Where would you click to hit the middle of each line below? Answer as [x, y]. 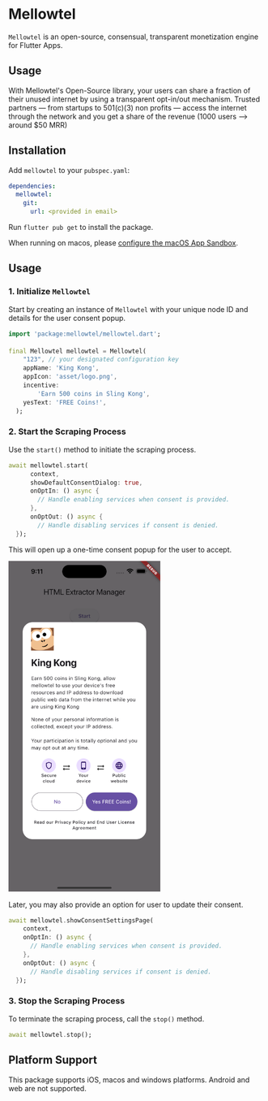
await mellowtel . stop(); [50, 1034]
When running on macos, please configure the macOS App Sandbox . [123, 243]
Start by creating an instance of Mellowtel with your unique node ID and [128, 309]
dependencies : [32, 186]
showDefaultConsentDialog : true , [86, 483]
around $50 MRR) [38, 125]
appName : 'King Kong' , [61, 368]
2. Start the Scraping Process [68, 431]
